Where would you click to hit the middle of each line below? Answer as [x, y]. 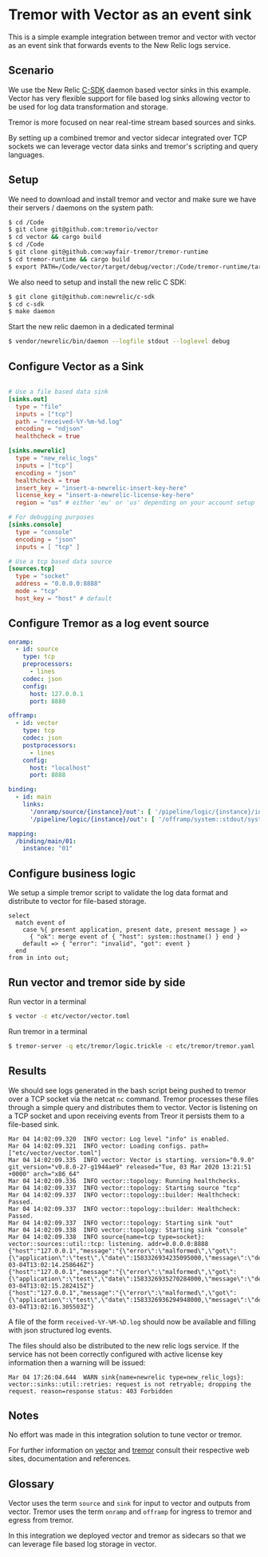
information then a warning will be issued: [77, 1362]
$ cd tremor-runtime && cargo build [69, 259]
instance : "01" [48, 849]
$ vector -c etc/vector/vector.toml [69, 1016]
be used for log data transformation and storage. [89, 106]
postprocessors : [50, 745]
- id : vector [37, 723]
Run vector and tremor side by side [97, 982]
